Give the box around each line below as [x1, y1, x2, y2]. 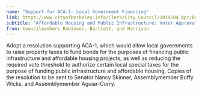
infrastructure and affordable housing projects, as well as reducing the [6, 55, 180, 62]
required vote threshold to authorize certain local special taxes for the [6, 61, 179, 68]
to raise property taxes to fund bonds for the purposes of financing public [6, 49, 189, 56]
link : [6, 14, 20, 20]
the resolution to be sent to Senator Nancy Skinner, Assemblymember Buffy [6, 74, 194, 81]
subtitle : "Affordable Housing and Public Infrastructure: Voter [6, 20, 173, 26]
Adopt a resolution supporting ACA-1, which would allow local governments [6, 42, 193, 49]
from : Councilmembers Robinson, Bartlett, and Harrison [6, 25, 149, 32]
